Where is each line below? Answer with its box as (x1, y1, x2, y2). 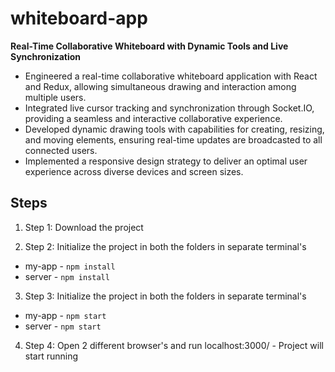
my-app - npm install (24, 260, 116, 272)
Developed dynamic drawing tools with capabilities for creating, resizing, (24, 123, 325, 135)
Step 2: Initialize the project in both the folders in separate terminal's (24, 240, 307, 252)
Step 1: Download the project (24, 221, 144, 233)
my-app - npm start (24, 309, 107, 321)
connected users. (24, 144, 98, 156)
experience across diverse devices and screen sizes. (24, 165, 244, 177)
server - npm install (24, 270, 110, 282)
